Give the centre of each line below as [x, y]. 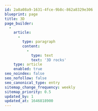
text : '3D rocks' [49, 60]
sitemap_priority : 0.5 [28, 92]
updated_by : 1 [19, 96]
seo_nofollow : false [26, 78]
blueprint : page [21, 14]
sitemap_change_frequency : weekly [40, 87]
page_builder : [19, 23]
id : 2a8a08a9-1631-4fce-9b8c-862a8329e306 [49, 10]
